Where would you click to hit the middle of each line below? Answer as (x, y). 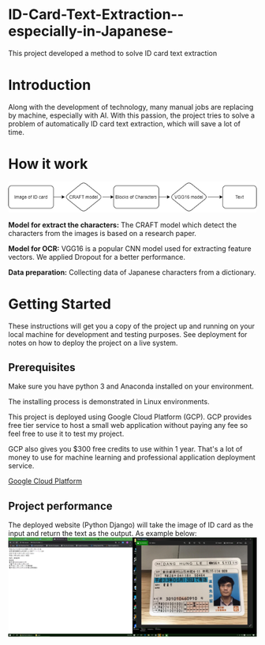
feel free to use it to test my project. (66, 434)
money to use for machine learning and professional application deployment (132, 457)
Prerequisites (42, 367)
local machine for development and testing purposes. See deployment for (128, 334)
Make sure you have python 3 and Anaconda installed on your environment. (131, 386)
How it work (48, 164)
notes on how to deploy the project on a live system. (93, 343)
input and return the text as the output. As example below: (103, 534)
